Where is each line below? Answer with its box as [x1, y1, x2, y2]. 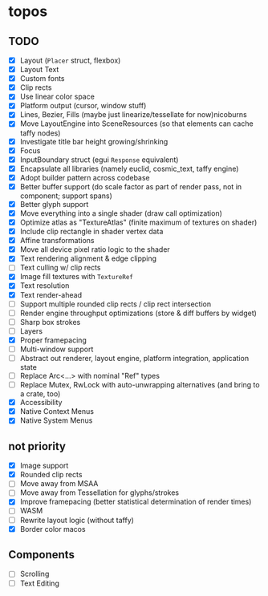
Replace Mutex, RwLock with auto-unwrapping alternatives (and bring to [19, 380, 260, 390]
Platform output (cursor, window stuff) [19, 101, 147, 111]
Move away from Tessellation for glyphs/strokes [19, 488, 179, 497]
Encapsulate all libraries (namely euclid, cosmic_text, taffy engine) [19, 164, 239, 173]
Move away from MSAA [19, 479, 99, 489]
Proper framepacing [19, 335, 87, 345]
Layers [19, 326, 43, 335]
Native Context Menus [19, 407, 95, 416]
